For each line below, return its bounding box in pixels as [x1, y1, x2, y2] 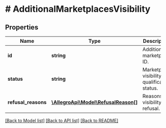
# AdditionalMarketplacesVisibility [5, 3, 151, 15]
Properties [5, 23, 39, 32]
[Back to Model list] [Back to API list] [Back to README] [5, 118, 119, 124]
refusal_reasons [7, 99, 47, 105]
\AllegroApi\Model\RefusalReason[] [51, 99, 138, 105]
